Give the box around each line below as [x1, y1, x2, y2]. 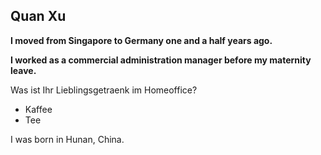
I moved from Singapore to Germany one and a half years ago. [10, 34, 273, 46]
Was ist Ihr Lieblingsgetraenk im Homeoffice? [10, 84, 198, 96]
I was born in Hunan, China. [10, 133, 125, 145]
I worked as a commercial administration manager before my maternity [10, 54, 312, 66]
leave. [10, 64, 37, 76]
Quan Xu [10, 8, 67, 25]
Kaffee [24, 103, 53, 115]
